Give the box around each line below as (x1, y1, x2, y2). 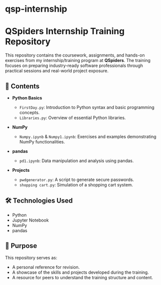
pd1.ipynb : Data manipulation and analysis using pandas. (19, 158, 134, 163)
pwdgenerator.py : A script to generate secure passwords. (19, 177, 134, 183)
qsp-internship (5, 3, 67, 15)
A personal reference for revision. (12, 264, 80, 270)
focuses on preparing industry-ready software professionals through (5, 62, 143, 69)
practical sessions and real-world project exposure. (5, 68, 109, 74)
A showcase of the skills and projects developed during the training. (12, 269, 149, 275)
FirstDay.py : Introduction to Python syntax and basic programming (19, 104, 155, 110)
